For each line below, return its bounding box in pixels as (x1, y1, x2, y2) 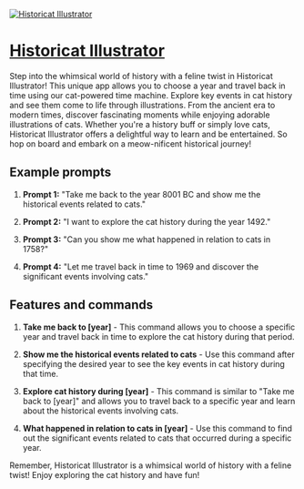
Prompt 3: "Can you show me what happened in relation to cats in (22, 233, 271, 245)
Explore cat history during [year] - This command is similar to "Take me (22, 385, 295, 396)
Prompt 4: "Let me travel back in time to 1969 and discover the (22, 260, 259, 272)
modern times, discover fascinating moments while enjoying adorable (9, 109, 270, 120)
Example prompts (9, 165, 112, 180)
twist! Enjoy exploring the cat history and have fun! (9, 469, 200, 480)
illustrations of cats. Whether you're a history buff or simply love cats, (9, 118, 271, 129)
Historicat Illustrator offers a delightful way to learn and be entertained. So (9, 128, 289, 139)
